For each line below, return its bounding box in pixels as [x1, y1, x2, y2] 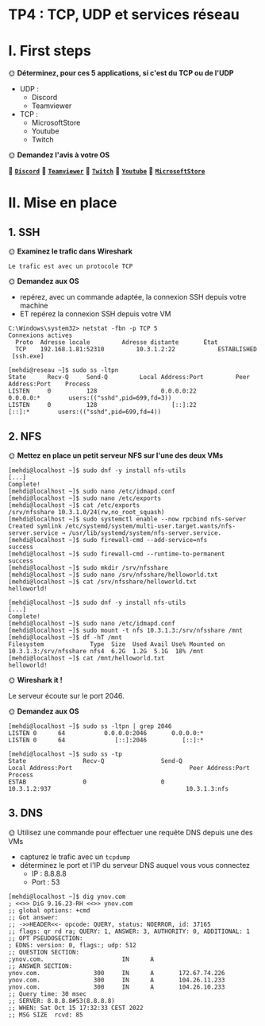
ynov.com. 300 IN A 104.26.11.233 [8, 976, 225, 984]
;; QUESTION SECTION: [8, 948, 80, 956]
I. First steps [8, 42, 91, 60]
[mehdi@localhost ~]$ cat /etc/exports [8, 501, 140, 509]
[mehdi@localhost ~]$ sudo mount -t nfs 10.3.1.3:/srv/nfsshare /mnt [8, 626, 244, 634]
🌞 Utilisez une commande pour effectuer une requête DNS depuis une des [8, 827, 253, 837]
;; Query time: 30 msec [8, 989, 87, 998]
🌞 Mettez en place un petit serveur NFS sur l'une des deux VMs [8, 451, 224, 460]
